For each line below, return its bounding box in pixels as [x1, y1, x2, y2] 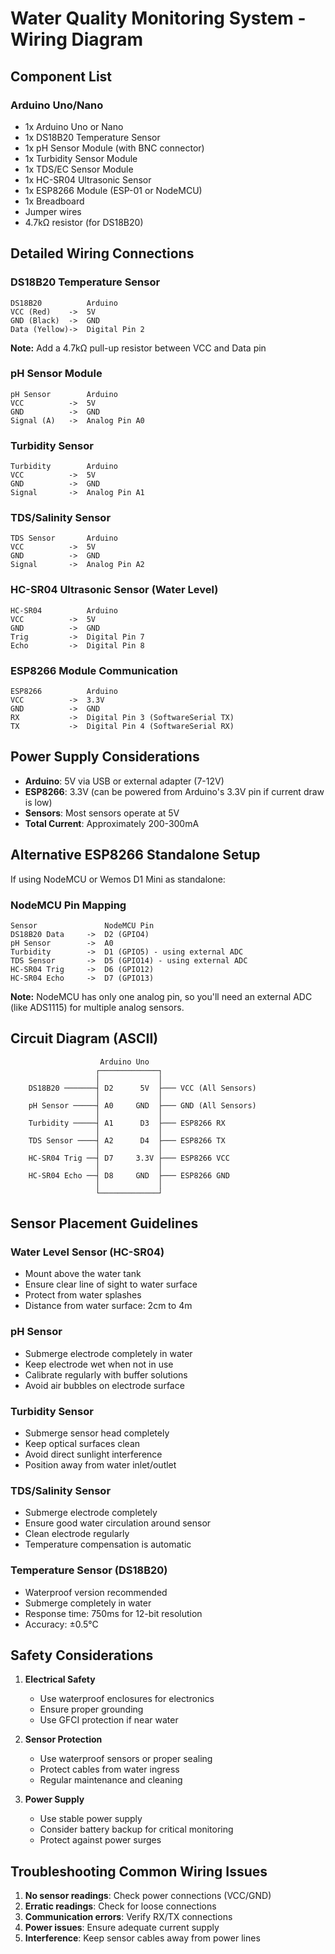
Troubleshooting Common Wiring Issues [10, 1863, 268, 1880]
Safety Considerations [10, 1647, 154, 1664]
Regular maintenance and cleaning [39, 1774, 183, 1786]
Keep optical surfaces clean [24, 1438, 141, 1450]
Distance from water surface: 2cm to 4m [24, 1300, 193, 1312]
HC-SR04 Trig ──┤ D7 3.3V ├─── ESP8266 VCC [28, 1153, 230, 1163]
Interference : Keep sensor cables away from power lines [24, 1932, 261, 1944]
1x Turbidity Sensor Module [24, 152, 138, 164]
